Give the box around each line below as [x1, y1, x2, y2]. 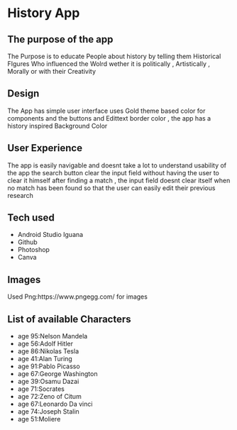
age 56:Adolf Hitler [17, 339, 73, 348]
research [7, 191, 34, 199]
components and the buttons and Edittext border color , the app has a [7, 114, 211, 122]
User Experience [7, 142, 83, 154]
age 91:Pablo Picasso [17, 362, 80, 370]
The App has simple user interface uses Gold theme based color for [7, 106, 206, 115]
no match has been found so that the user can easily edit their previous [7, 183, 216, 192]
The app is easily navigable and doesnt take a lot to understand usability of [7, 161, 227, 170]
